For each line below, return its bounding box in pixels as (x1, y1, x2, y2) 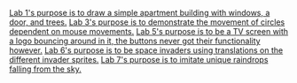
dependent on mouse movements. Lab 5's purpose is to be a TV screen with (9, 26, 289, 36)
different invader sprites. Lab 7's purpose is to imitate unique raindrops (9, 55, 269, 64)
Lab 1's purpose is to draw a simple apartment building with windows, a (9, 8, 270, 18)
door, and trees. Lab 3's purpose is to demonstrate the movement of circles (9, 17, 285, 27)
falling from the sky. (9, 64, 82, 74)
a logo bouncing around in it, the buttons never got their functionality (9, 35, 261, 46)
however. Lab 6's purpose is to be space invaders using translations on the (9, 45, 284, 56)
